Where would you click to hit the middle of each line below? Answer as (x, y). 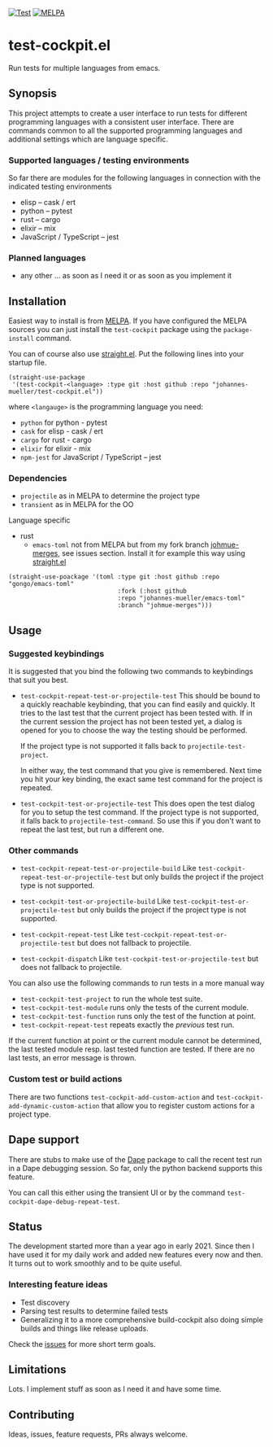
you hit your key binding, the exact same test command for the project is (141, 779)
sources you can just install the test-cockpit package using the (115, 330)
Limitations (37, 1370)
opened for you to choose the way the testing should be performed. (134, 730)
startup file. (28, 363)
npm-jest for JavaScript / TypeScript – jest (91, 457)
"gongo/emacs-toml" (41, 584)
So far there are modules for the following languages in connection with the (135, 178)
